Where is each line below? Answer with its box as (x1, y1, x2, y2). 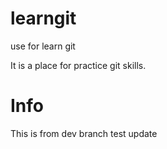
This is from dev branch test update (10, 127, 158, 139)
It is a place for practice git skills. (10, 59, 147, 71)
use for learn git (10, 40, 76, 52)
